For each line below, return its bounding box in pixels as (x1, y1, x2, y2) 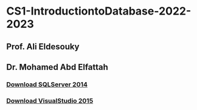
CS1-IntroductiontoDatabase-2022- (6, 4, 192, 18)
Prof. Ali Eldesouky (6, 41, 80, 52)
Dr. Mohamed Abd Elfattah (6, 62, 108, 72)
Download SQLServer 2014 (6, 80, 88, 89)
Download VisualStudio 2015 (6, 96, 94, 105)
